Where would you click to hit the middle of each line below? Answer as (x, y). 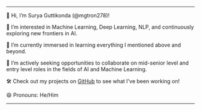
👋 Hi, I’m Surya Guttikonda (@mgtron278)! (58, 15)
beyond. (16, 51)
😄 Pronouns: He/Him (32, 95)
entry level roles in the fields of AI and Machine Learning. (77, 69)
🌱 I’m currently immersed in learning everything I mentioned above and (94, 45)
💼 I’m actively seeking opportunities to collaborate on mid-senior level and (98, 63)
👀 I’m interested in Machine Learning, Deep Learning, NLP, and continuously (100, 27)
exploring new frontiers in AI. (42, 33)
